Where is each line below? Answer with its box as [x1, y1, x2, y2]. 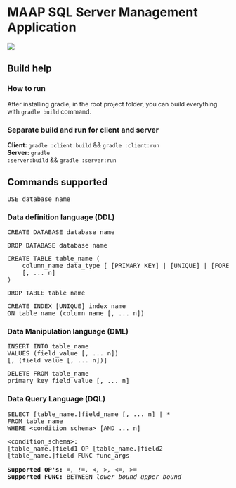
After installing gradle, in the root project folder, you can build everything [7, 99, 218, 108]
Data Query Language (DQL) [7, 394, 106, 404]
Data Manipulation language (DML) [7, 326, 129, 336]
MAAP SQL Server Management [7, 4, 198, 20]
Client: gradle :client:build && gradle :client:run [7, 140, 160, 149]
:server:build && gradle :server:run [7, 156, 117, 164]
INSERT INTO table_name [7, 343, 89, 350]
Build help [7, 63, 53, 75]
